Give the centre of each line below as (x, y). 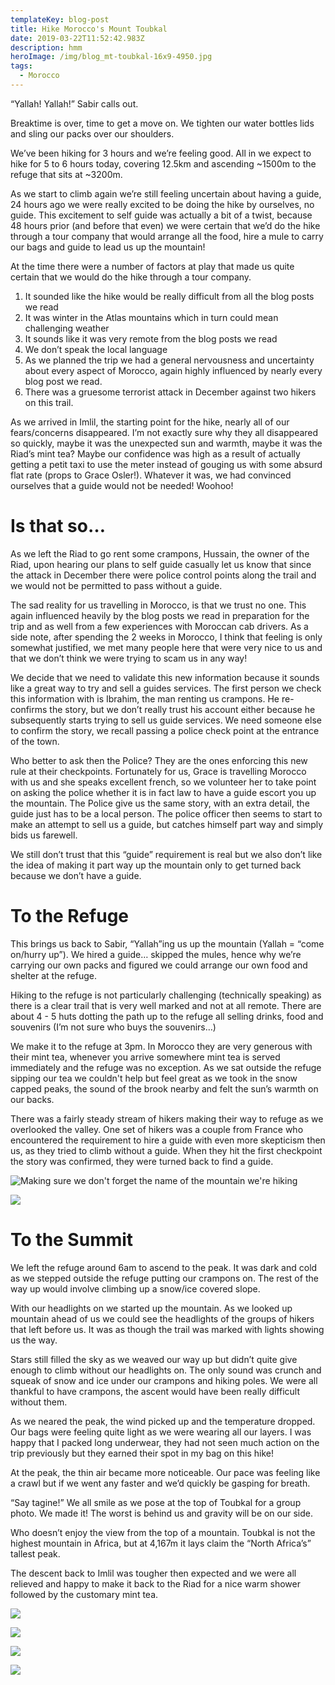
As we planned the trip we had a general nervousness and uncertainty (169, 360)
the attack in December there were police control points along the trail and (163, 575)
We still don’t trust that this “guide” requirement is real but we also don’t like (166, 854)
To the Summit (72, 1239)
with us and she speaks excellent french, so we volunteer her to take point (163, 782)
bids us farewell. (44, 835)
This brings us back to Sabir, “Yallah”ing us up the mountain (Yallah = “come (167, 943)
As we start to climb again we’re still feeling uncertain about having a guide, (166, 193)
